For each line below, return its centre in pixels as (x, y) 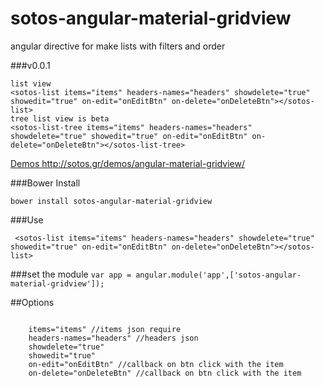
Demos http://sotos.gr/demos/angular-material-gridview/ (128, 163)
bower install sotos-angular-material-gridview (111, 201)
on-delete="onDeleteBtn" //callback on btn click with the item (165, 373)
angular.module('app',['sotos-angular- (218, 275)
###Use (27, 219)
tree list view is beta (60, 118)
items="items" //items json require (105, 329)
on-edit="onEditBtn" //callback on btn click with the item (156, 364)
